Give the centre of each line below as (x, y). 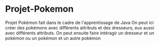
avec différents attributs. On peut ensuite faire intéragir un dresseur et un (80, 33)
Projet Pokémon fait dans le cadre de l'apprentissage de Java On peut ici (79, 23)
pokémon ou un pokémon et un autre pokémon (53, 38)
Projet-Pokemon (39, 9)
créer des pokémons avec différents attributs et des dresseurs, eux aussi (80, 27)
